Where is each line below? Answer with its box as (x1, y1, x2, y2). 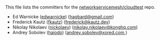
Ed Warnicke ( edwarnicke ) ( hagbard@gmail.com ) (12, 14, 114, 19)
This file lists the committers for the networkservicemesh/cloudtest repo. (5, 4, 155, 10)
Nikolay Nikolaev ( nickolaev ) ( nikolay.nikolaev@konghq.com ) (12, 24, 138, 30)
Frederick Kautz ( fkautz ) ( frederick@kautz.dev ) (12, 19, 110, 25)
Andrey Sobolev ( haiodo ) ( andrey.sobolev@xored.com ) (12, 30, 127, 35)
